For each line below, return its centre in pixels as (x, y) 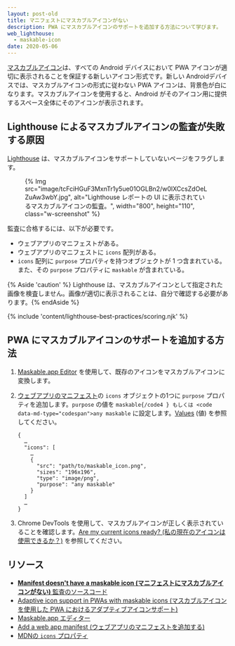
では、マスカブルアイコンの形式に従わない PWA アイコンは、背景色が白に (120, 85)
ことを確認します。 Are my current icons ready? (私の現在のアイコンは (125, 531)
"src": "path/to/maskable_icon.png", (92, 466)
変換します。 (36, 380)
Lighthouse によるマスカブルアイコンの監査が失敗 (116, 127)
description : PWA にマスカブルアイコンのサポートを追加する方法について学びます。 (115, 27)
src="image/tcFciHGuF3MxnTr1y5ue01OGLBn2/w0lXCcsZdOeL (116, 189)
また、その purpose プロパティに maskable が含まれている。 (102, 270)
